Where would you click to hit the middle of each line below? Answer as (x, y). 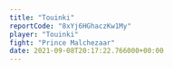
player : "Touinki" (44, 34)
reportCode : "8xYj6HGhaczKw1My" (70, 26)
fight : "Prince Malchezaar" (62, 43)
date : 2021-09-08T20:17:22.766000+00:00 (87, 51)
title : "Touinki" (42, 17)
